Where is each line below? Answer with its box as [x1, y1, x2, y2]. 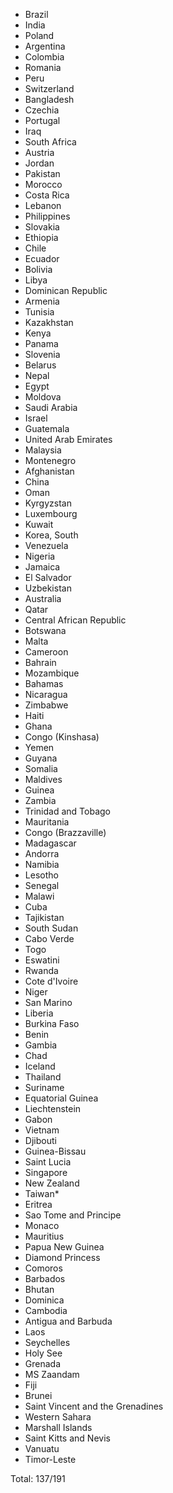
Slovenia [24, 349, 61, 360]
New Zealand [24, 1177, 80, 1189]
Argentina [24, 40, 66, 52]
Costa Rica [24, 189, 70, 201]
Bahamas [24, 678, 64, 689]
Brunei [24, 1390, 53, 1401]
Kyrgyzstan [24, 497, 72, 509]
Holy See [24, 1347, 63, 1359]
